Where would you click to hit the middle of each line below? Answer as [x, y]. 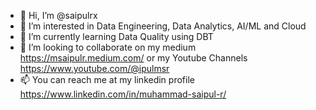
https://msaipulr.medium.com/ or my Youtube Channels [133, 58]
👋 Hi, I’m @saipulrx [58, 15]
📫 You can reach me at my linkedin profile [107, 79]
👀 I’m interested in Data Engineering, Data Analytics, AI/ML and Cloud [163, 26]
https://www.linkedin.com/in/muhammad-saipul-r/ [123, 94]
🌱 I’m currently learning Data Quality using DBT [116, 36]
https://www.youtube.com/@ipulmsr [94, 68]
